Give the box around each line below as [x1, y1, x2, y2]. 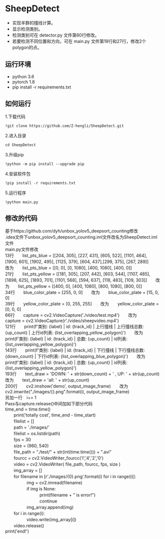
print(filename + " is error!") [39, 492, 96, 498]
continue [39, 498, 57, 504]
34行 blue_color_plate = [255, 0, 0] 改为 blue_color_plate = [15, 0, [5, 290, 159, 296]
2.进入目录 [5, 132, 27, 138]
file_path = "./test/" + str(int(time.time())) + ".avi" [13, 449, 112, 455]
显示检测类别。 [12, 26, 43, 32]
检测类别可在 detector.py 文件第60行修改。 [12, 32, 99, 38]
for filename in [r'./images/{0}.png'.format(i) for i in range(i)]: [13, 474, 137, 479]
